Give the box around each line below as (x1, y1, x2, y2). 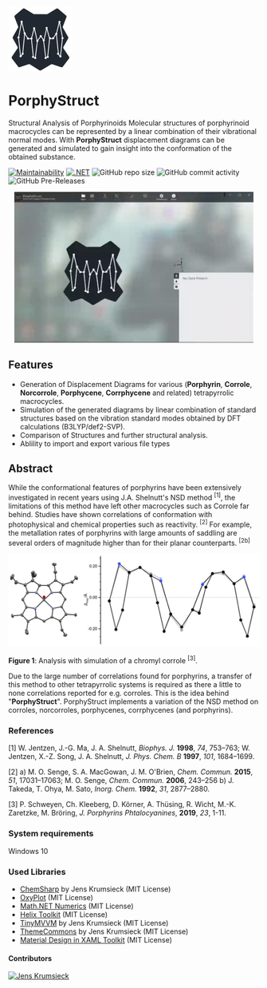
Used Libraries (8, 866, 66, 877)
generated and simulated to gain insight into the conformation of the (8, 143, 233, 153)
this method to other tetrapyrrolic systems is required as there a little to (8, 680, 241, 690)
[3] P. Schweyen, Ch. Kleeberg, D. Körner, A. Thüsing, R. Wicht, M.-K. (8, 800, 237, 809)
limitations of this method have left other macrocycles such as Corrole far (8, 501, 249, 511)
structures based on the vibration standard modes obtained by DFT (19, 413, 241, 423)
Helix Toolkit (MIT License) (19, 910, 108, 919)
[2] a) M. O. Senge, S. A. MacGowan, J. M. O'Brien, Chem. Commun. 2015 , (8, 767, 253, 777)
